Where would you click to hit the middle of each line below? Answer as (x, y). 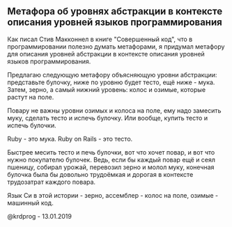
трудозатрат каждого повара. (52, 182)
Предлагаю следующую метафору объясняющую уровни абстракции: (112, 75)
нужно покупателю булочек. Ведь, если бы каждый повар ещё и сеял (111, 159)
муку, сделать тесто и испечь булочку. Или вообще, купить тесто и (107, 118)
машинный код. (30, 203)
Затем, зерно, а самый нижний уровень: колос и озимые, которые (107, 89)
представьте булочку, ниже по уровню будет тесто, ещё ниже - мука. (111, 82)
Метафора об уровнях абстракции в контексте (115, 11)
